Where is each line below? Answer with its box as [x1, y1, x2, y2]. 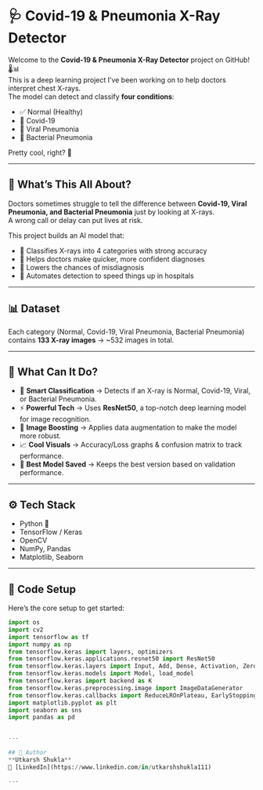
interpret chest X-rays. [8, 83, 81, 93]
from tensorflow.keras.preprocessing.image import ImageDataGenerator [8, 684, 243, 692]
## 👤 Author [8, 748, 47, 757]
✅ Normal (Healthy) [19, 107, 84, 116]
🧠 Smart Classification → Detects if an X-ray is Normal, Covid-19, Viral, [19, 386, 250, 396]
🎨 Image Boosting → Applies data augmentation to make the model [19, 422, 237, 433]
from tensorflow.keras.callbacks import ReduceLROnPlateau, [8, 691, 209, 700]
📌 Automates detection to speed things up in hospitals [19, 271, 194, 280]
